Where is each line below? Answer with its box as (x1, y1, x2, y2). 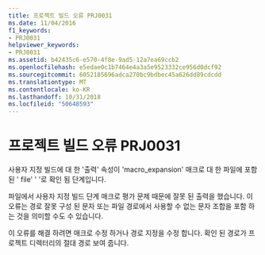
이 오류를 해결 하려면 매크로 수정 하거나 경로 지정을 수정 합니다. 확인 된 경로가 (8, 228, 248, 238)
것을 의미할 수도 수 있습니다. (16, 211, 104, 221)
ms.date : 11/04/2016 (8, 19, 77, 27)
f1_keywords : (8, 26, 52, 34)
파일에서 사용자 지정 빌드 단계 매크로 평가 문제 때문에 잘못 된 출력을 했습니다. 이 (8, 191, 254, 201)
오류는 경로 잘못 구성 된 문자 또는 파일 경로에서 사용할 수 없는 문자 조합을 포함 (8, 202, 248, 211)
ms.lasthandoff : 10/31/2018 (8, 93, 102, 101)
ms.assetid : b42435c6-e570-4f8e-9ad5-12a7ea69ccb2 (8, 56, 179, 64)
